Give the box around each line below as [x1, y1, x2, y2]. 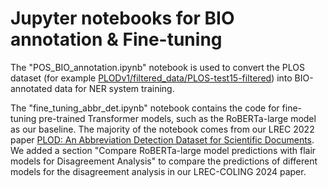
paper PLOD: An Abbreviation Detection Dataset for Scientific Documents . [10, 133, 315, 146]
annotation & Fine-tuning [10, 28, 223, 51]
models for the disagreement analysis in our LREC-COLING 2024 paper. [10, 165, 307, 177]
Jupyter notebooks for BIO [10, 7, 235, 30]
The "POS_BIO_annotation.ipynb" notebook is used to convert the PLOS [10, 61, 305, 73]
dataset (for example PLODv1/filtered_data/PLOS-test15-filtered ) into [10, 72, 293, 84]
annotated [10, 82, 53, 94]
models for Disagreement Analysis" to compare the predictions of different [10, 155, 318, 167]
